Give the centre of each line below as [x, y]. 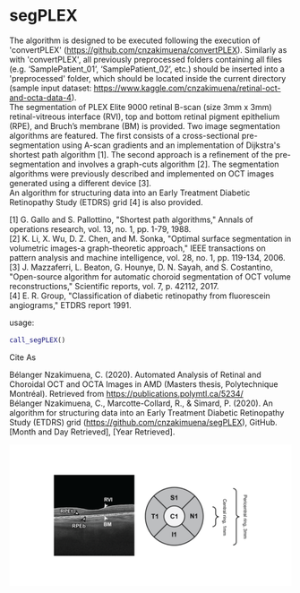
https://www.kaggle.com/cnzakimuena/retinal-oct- [187, 88]
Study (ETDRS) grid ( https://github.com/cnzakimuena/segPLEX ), [129, 422]
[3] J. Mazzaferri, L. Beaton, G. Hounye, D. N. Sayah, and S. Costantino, [141, 267]
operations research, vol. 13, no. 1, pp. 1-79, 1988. [100, 228]
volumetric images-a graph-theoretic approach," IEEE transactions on [137, 248]
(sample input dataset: [51, 88]
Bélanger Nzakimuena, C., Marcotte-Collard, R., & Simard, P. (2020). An [141, 403]
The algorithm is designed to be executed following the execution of [135, 40]
